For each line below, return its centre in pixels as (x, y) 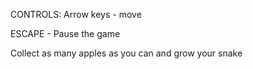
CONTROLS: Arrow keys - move (76, 14)
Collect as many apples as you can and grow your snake (126, 53)
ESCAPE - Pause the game (65, 33)
